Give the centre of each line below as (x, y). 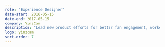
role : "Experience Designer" (35, 10)
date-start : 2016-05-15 (29, 14)
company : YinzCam (23, 23)
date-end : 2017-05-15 (27, 19)
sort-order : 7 (20, 37)
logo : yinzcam (20, 32)
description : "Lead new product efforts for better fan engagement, (77, 28)
